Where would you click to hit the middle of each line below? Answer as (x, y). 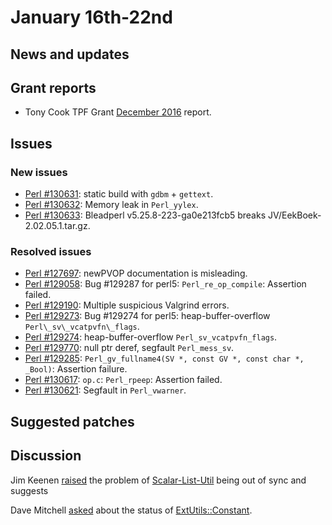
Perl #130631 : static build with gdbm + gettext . (119, 194)
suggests (29, 490)
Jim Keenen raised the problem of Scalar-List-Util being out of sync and (158, 480)
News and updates (70, 54)
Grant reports (53, 87)
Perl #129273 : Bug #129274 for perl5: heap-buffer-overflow (147, 316)
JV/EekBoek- (294, 215)
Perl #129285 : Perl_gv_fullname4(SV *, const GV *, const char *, (164, 358)
